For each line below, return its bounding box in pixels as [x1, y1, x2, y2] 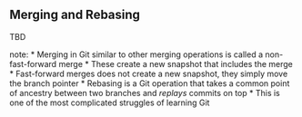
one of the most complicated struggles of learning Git [9, 97, 210, 108]
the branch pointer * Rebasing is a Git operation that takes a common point [9, 77, 290, 89]
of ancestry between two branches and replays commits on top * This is [9, 87, 280, 98]
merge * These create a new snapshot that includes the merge [58, 58, 294, 69]
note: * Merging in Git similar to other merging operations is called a [9, 49, 264, 60]
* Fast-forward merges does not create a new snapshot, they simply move [9, 68, 288, 79]
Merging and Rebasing [9, 7, 141, 23]
